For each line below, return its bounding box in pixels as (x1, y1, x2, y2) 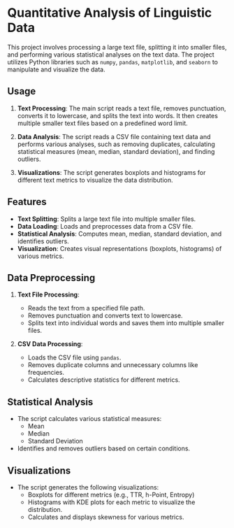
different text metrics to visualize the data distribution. (17, 176, 173, 184)
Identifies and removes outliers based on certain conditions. (17, 444, 191, 452)
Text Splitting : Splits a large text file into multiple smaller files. (17, 215, 196, 223)
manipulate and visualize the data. (7, 65, 106, 73)
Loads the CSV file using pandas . (27, 353, 122, 362)
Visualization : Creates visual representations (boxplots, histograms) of (17, 244, 222, 252)
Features (7, 196, 47, 208)
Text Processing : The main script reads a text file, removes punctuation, (17, 104, 226, 113)
